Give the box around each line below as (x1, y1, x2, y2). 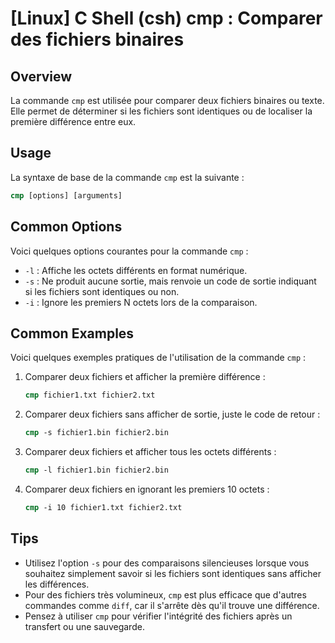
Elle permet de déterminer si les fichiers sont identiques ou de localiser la (10, 105, 313, 117)
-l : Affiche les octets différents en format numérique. (24, 264, 248, 276)
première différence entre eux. (10, 116, 137, 127)
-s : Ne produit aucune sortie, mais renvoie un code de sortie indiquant (24, 275, 317, 287)
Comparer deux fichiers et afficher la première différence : (24, 371, 266, 383)
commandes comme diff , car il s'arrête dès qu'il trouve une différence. (24, 599, 320, 611)
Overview (10, 68, 73, 85)
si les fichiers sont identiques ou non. (24, 285, 180, 297)
